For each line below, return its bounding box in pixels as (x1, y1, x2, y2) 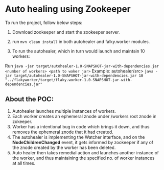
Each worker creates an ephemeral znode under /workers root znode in (12, 113, 157, 119)
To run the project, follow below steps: (5, 20, 83, 25)
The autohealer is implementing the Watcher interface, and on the (12, 134, 145, 140)
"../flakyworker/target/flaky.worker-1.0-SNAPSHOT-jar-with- (5, 77, 133, 82)
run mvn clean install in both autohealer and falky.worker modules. (12, 38, 150, 45)
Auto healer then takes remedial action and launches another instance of (12, 149, 159, 155)
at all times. (12, 160, 36, 166)
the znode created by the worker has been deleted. (12, 145, 116, 150)
